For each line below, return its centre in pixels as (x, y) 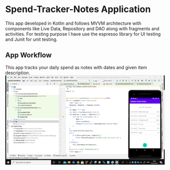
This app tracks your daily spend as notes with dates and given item (76, 67)
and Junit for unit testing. (31, 39)
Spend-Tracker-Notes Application (78, 9)
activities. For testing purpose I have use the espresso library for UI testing (83, 34)
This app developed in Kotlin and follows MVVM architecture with (73, 23)
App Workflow (29, 55)
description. (18, 73)
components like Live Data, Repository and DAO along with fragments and (82, 28)
